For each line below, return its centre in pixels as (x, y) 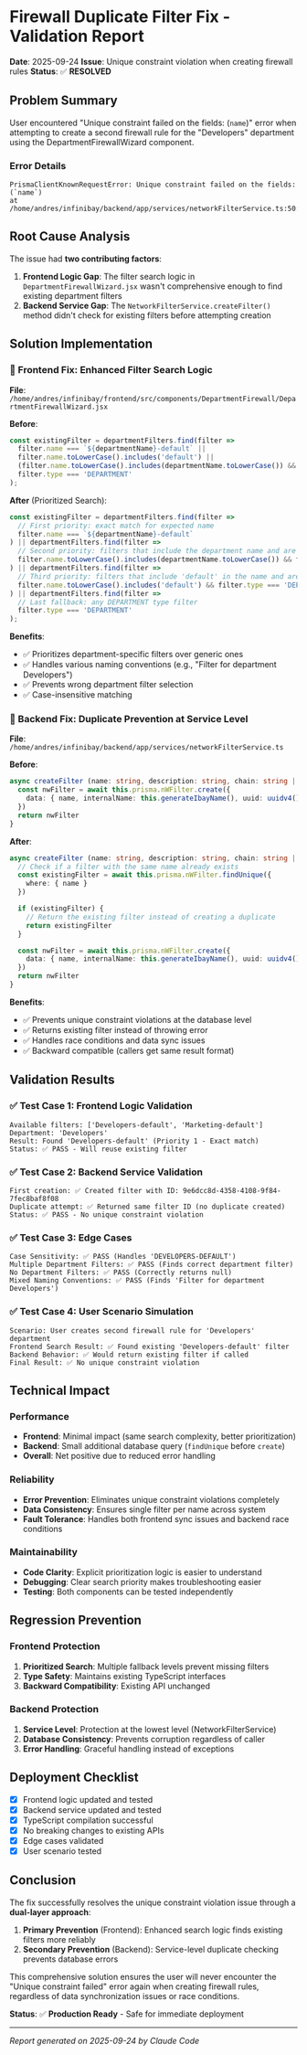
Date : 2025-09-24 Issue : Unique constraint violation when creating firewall (151, 61)
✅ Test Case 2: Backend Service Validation (106, 1172)
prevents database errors (70, 1959)
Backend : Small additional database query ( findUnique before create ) (154, 1446)
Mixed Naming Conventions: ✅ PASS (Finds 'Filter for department (137, 1281)
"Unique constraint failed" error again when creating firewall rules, (134, 1986)
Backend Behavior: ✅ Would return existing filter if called (129, 1355)
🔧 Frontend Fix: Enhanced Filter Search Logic (111, 370)
